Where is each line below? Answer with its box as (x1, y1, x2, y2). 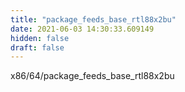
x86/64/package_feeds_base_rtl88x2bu (10, 70, 175, 82)
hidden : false (10, 33, 70, 43)
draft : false (10, 42, 65, 53)
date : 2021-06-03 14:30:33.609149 (10, 24, 155, 34)
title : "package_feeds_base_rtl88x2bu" (10, 14, 177, 25)
